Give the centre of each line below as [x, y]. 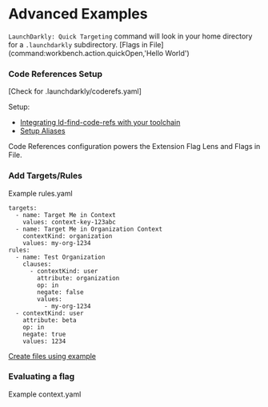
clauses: [37, 264]
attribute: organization [78, 278]
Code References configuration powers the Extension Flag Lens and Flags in [134, 147]
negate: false [60, 292]
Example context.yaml [45, 394]
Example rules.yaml [41, 193]
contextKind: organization [68, 236]
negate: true [44, 334]
